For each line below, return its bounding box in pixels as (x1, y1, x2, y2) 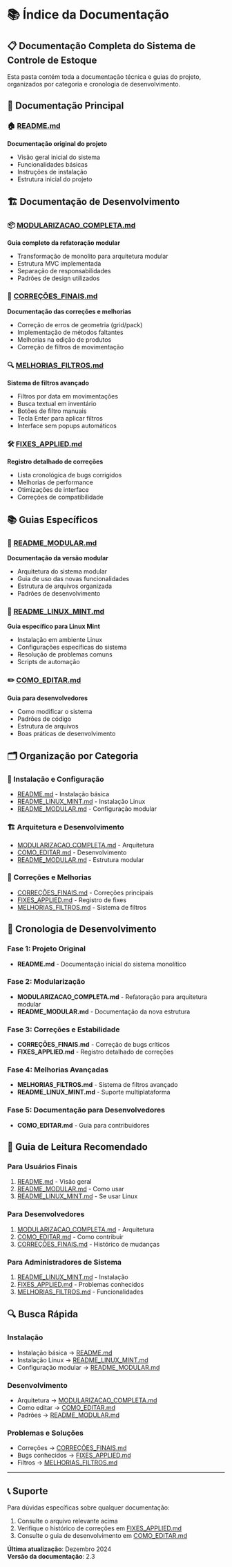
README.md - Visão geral (17, 1177, 92, 1186)
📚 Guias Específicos (7, 514, 99, 526)
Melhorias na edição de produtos (17, 335, 112, 344)
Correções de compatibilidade (17, 493, 104, 502)
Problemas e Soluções (7, 1428, 84, 1438)
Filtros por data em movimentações (17, 392, 119, 400)
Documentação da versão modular (7, 553, 109, 562)
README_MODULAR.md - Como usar (17, 1185, 124, 1193)
